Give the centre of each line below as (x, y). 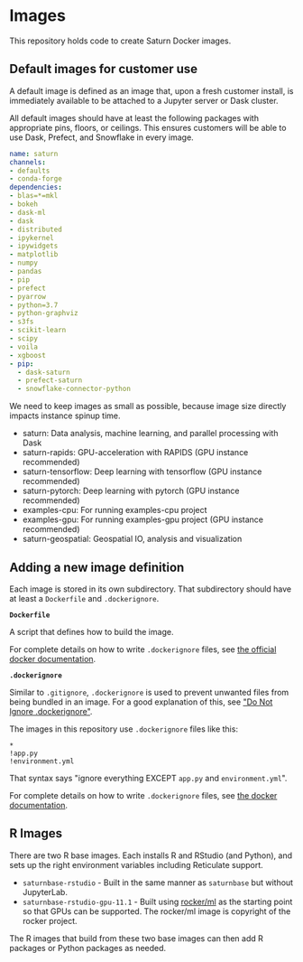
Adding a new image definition (97, 567)
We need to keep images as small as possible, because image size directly (148, 406)
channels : (28, 162)
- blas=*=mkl (34, 196)
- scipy (24, 339)
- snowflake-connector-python (74, 389)
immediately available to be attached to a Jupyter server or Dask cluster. (144, 100)
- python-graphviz (44, 313)
